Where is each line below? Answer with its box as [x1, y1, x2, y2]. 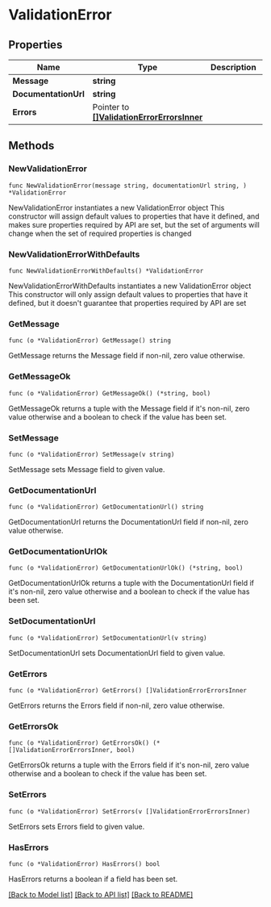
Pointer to [92, 102, 130, 112]
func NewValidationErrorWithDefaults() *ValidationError [8, 266, 204, 275]
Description [210, 62, 256, 73]
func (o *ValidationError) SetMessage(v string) [8, 450, 175, 458]
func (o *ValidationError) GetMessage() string [8, 336, 172, 345]
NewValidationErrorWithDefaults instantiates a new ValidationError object [8, 281, 252, 290]
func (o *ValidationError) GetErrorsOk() [8, 739, 150, 747]
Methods [8, 139, 55, 153]
